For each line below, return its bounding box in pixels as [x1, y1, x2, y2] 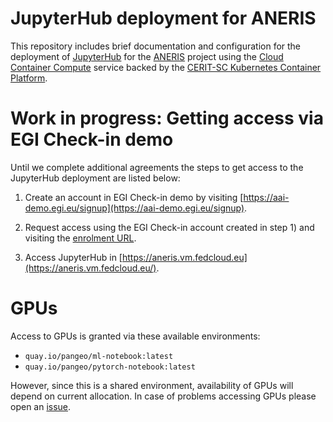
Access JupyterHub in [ [24, 251, 123, 263]
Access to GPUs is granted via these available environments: [10, 330, 261, 342]
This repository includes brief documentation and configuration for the [10, 40, 302, 52]
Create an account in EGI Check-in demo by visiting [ [24, 191, 244, 203]
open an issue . [10, 400, 72, 412]
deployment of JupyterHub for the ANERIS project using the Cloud [10, 50, 284, 62]
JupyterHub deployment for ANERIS [10, 7, 317, 30]
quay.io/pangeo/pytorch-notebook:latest [24, 362, 196, 372]
